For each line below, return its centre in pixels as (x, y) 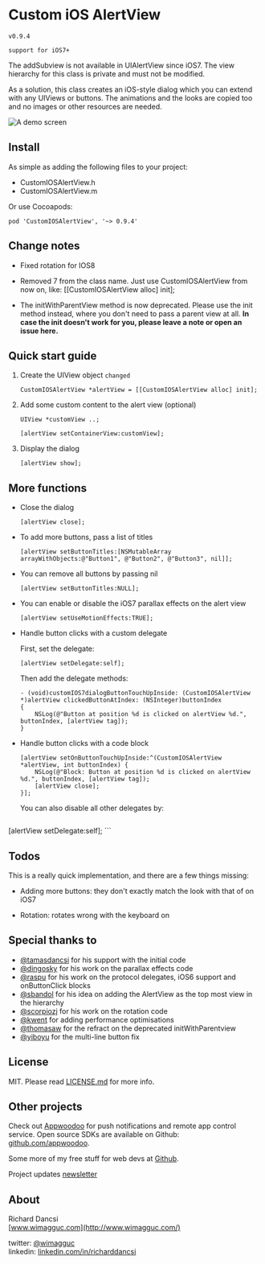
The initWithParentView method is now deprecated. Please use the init (136, 305)
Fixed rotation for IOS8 (57, 265)
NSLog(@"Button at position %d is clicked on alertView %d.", (141, 714)
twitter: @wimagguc (42, 1243)
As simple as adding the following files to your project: (98, 167)
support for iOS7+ (39, 50)
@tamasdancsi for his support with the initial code (103, 960)
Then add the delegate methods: (74, 678)
